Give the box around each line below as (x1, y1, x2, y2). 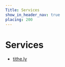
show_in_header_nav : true (5, 12, 60, 17)
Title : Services (5, 7, 40, 13)
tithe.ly (12, 56, 27, 62)
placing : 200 (5, 17, 33, 22)
